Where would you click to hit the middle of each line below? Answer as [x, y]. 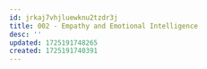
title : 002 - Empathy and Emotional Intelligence [104, 26]
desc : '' [26, 34]
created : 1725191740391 [54, 51]
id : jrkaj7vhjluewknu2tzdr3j [64, 17]
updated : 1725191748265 [54, 43]
